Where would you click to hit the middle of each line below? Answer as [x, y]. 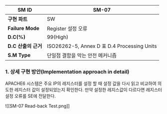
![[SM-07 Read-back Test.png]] [37, 106]
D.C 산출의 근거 [25, 46]
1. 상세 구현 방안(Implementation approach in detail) [67, 71]
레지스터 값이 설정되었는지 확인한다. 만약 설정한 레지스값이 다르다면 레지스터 [88, 90]
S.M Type [19, 55]
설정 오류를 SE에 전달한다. [31, 96]
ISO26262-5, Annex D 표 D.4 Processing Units [102, 46]
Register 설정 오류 [67, 28]
